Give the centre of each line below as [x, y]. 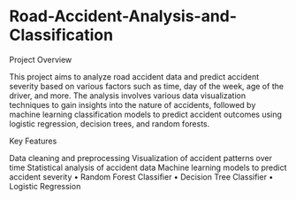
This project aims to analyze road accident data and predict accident [134, 76]
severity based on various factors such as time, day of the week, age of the [147, 86]
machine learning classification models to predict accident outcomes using [146, 114]
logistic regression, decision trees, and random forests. [110, 123]
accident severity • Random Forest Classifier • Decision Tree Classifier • [141, 177]
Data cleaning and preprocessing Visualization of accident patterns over [140, 158]
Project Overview [41, 59]
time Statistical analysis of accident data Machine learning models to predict [148, 167]
